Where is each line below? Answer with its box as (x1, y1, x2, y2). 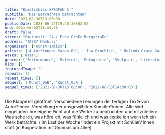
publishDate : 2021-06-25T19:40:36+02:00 (5, 21, 89, 26)
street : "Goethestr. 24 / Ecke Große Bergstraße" (5, 35, 109, 40)
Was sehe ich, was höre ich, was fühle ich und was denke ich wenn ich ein (5, 114, 156, 120)
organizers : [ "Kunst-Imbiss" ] (5, 44, 67, 49)
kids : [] (5, 62, 23, 67)
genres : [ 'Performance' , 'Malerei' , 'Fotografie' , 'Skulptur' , (5, 57, 137, 62)
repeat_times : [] (5, 76, 41, 81)
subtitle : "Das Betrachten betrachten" (5, 12, 87, 17)
